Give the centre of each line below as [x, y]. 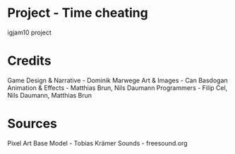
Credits [29, 61]
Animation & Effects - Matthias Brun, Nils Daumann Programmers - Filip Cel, [117, 88]
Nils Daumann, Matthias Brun [50, 95]
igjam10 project [29, 32]
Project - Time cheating [78, 13]
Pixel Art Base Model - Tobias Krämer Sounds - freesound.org [98, 143]
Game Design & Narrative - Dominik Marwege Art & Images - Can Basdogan [117, 80]
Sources [32, 124]
